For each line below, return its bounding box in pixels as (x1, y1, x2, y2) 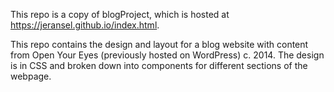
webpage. (10, 70, 52, 82)
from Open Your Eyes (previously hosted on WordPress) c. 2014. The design (10, 49, 325, 61)
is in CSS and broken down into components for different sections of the (10, 60, 308, 71)
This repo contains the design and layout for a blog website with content (10, 39, 309, 50)
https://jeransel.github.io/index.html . (10, 19, 160, 31)
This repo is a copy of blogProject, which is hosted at (10, 9, 230, 20)
